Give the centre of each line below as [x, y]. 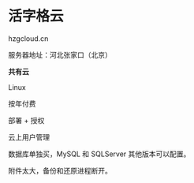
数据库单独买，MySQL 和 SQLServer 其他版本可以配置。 [99, 154]
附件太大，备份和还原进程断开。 [60, 170]
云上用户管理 [29, 137]
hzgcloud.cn [28, 38]
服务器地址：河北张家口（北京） [60, 54]
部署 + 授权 [26, 120]
